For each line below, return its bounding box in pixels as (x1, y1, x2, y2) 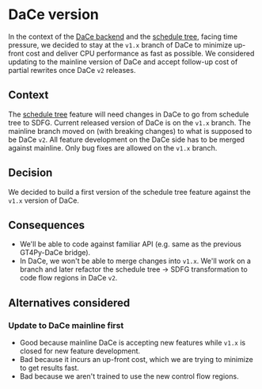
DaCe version (8, 6, 99, 24)
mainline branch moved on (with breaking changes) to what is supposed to (8, 126, 253, 135)
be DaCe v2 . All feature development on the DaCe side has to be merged (8, 135, 245, 144)
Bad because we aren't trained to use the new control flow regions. (19, 372, 239, 381)
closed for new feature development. (19, 346, 141, 356)
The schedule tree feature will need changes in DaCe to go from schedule (8, 109, 249, 119)
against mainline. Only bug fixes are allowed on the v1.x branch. (8, 143, 218, 152)
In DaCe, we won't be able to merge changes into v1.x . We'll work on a (19, 256, 252, 266)
